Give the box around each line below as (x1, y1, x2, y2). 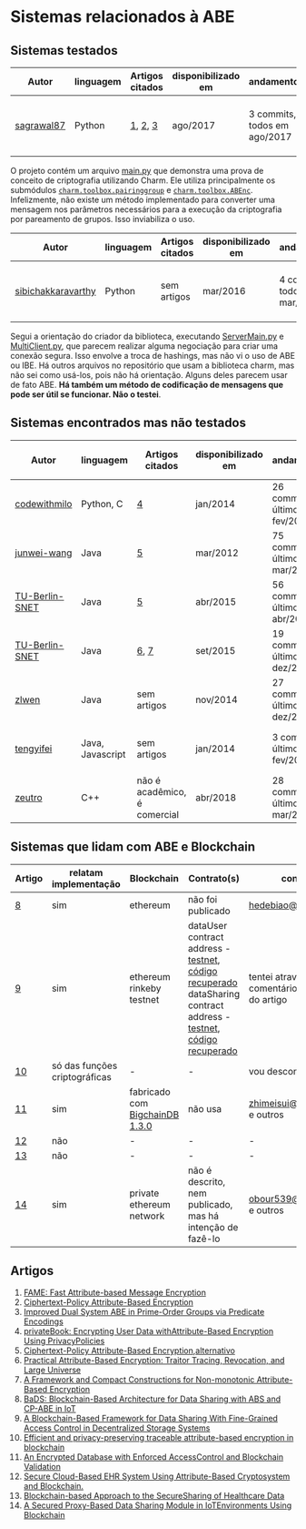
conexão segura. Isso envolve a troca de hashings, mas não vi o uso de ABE (10, 351, 296, 361)
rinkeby (129, 982, 162, 994)
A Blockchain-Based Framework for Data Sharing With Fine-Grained (23, 1413, 278, 1424)
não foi (187, 892, 218, 905)
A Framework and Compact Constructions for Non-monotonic (23, 1374, 255, 1385)
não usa (187, 1102, 222, 1115)
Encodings (23, 1316, 64, 1327)
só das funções (51, 1059, 118, 1072)
